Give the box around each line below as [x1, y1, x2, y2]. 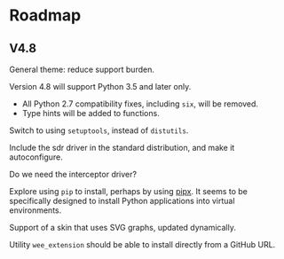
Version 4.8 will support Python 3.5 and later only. [9, 82, 192, 91]
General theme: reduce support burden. [9, 64, 155, 75]
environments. [9, 205, 62, 216]
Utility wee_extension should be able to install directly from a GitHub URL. [9, 239, 276, 249]
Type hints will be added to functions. [21, 108, 160, 118]
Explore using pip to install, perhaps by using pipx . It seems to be [9, 186, 248, 196]
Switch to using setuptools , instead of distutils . [9, 125, 189, 136]
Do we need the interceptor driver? [9, 169, 138, 179]
